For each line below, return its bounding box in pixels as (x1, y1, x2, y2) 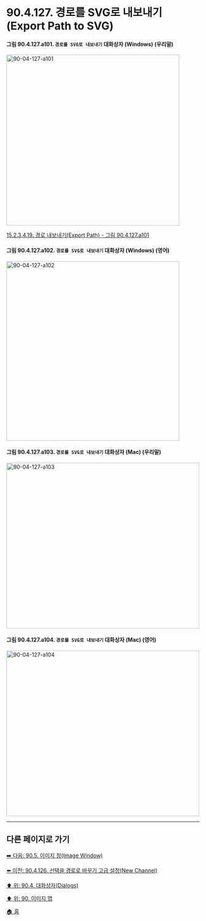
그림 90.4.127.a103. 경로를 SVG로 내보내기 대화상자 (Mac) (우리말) (6, 448, 161, 456)
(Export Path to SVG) (6, 19, 114, 33)
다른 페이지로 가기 (6, 835, 70, 845)
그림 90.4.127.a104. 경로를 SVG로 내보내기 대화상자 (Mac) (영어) (6, 636, 156, 644)
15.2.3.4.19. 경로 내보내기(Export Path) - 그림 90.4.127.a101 (6, 231, 150, 239)
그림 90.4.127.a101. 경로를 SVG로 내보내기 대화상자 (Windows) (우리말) (6, 40, 174, 48)
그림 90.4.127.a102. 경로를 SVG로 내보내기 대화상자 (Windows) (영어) (6, 246, 170, 254)
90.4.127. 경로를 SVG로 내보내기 (6, 6, 162, 20)
